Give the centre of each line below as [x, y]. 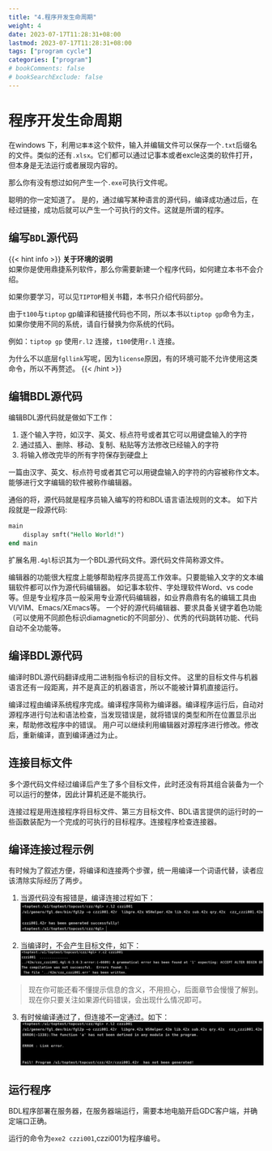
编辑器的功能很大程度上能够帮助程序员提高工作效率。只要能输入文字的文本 [132, 577]
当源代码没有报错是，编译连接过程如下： [87, 898]
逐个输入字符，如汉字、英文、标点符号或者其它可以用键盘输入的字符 [134, 435]
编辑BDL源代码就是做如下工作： [62, 417]
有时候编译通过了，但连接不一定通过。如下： [95, 1017]
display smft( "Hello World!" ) [74, 535]
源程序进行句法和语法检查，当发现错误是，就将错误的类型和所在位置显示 [129, 714]
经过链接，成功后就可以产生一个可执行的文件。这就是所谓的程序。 [118, 209]
